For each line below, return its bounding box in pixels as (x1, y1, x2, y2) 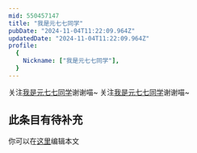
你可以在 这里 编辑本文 (8, 136, 79, 146)
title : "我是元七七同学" (8, 19, 83, 27)
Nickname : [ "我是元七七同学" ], (23, 57, 119, 65)
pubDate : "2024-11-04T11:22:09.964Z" (8, 27, 136, 35)
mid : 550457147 (8, 11, 60, 20)
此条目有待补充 (8, 114, 83, 127)
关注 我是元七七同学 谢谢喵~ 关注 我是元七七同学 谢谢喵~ (8, 87, 190, 97)
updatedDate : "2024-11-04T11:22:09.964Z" (8, 34, 150, 43)
